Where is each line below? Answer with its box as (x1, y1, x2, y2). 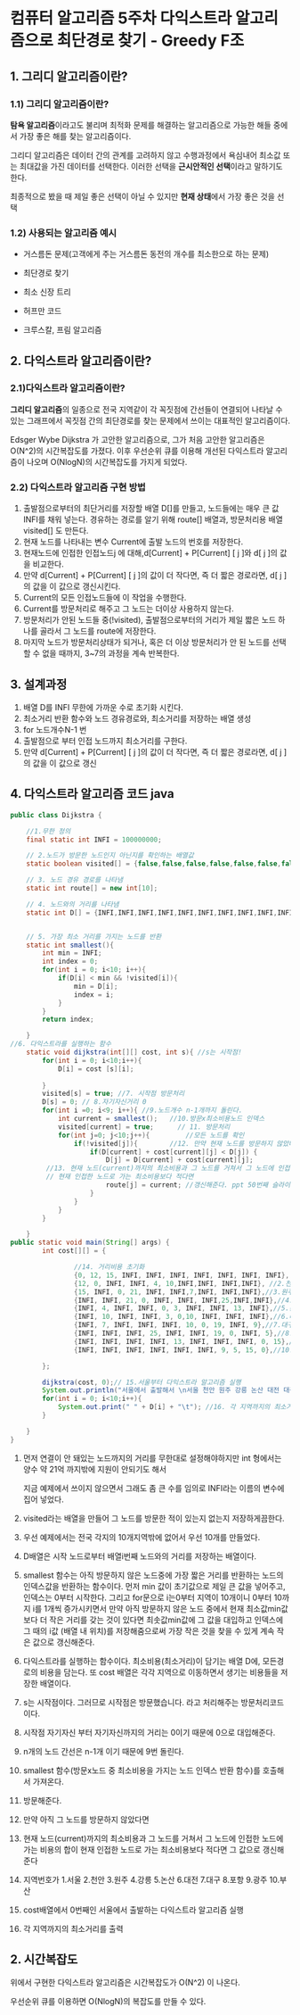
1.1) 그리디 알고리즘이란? (10, 97, 109, 110)
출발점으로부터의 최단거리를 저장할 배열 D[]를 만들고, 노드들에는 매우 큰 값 (22, 503, 280, 514)
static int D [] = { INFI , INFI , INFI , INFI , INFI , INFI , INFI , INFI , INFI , (26, 908, 278, 917)
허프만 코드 (22, 305, 62, 317)
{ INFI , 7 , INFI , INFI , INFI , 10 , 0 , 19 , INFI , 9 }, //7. (73, 1321, 282, 1330)
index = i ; (73, 990, 115, 999)
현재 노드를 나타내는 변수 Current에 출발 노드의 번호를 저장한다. (22, 536, 244, 547)
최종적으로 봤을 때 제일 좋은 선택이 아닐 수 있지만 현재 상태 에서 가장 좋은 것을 (10, 191, 275, 202)
